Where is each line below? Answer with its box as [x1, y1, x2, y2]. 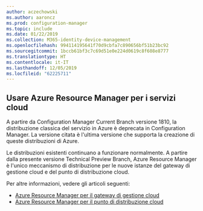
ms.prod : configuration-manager [6, 20, 88, 26]
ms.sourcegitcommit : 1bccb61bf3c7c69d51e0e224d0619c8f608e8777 [6, 48, 169, 54]
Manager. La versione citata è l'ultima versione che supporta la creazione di [6, 131, 195, 139]
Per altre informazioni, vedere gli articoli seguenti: [6, 180, 130, 187]
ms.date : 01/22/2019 [6, 31, 59, 37]
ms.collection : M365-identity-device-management [6, 37, 131, 43]
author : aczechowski [6, 8, 59, 15]
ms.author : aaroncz [6, 14, 56, 20]
